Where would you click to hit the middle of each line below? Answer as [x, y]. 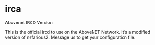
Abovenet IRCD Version [29, 22]
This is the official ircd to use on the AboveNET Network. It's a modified [78, 32]
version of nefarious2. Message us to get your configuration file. [70, 37]
